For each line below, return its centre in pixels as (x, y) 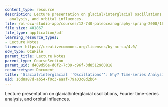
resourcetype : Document (30, 70)
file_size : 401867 (24, 28)
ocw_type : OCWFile (24, 51)
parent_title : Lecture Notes (35, 56)
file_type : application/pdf (34, 33)
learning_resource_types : (32, 38)
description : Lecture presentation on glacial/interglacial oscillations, (85, 14)
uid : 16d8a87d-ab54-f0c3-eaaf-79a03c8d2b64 (51, 79)
